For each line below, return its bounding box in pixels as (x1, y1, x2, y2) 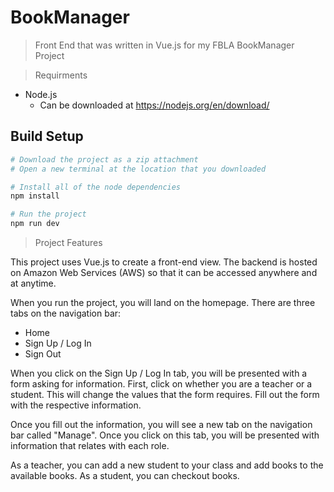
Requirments (34, 69, 88, 81)
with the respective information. (10, 399, 142, 411)
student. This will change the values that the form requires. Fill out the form (10, 389, 320, 400)
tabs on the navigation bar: (10, 307, 122, 319)
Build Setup (10, 128, 84, 145)
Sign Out (24, 348, 62, 360)
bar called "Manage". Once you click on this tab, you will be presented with (10, 429, 320, 441)
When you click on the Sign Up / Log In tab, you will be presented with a (10, 367, 308, 379)
